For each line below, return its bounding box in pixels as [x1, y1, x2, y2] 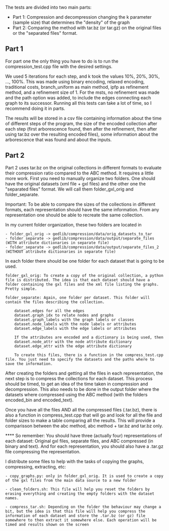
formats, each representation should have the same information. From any [5, 206, 159, 212]
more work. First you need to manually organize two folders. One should [5, 175, 155, 181]
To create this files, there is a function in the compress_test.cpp [14, 352, 164, 358]
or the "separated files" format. [12, 30, 78, 36]
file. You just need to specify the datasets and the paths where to [5, 357, 155, 362]
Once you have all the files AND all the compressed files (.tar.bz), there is [5, 406, 157, 412]
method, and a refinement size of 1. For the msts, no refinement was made [5, 89, 160, 95]
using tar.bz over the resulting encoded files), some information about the [5, 131, 158, 137]
